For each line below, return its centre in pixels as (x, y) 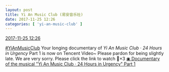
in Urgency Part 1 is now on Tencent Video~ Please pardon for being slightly (85, 53)
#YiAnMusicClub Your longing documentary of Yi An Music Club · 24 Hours (84, 48)
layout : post (19, 10)
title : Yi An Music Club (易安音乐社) (44, 15)
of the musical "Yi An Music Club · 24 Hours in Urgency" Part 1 (70, 64)
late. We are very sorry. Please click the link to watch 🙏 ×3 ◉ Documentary (83, 59)
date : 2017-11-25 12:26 (30, 19)
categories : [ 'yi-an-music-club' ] (44, 24)
